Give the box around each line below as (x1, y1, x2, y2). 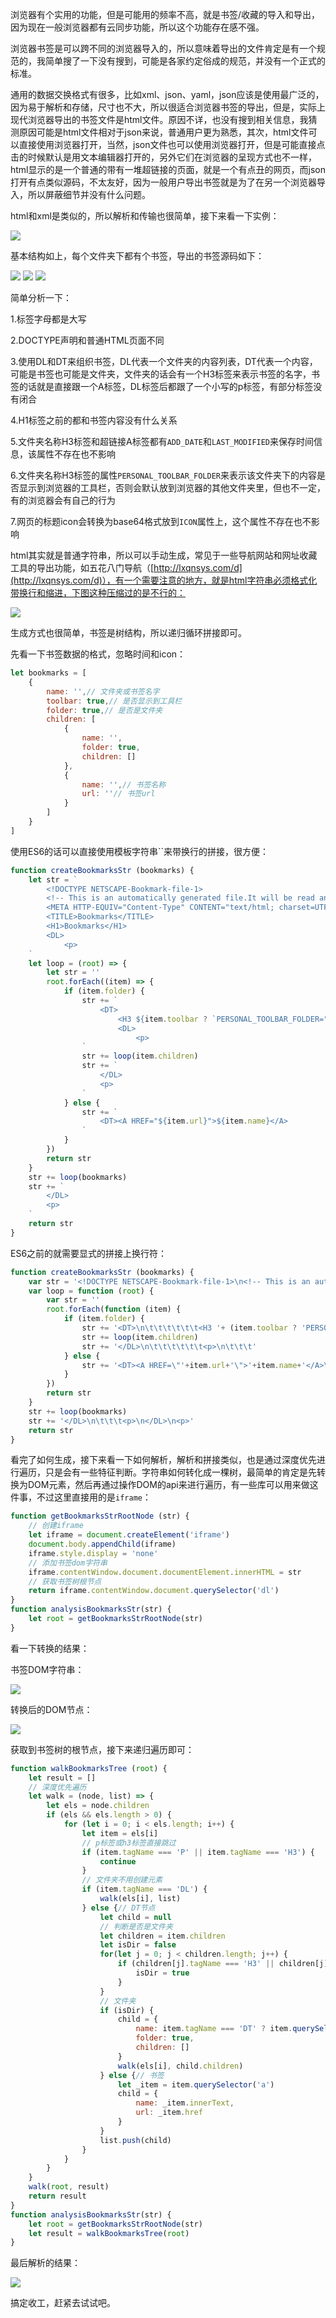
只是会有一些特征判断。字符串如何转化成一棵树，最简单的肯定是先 (44, 1466, 317, 1478)
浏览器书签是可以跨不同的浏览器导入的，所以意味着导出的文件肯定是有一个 (10, 43, 317, 54)
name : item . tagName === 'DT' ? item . (135, 2024, 293, 2034)
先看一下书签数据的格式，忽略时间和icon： (10, 648, 187, 660)
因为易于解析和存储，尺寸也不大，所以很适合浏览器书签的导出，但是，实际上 (10, 101, 326, 113)
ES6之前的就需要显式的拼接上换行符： (10, 1247, 168, 1259)
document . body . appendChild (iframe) (28, 1539, 177, 1549)
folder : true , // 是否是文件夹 (46, 705, 163, 715)
